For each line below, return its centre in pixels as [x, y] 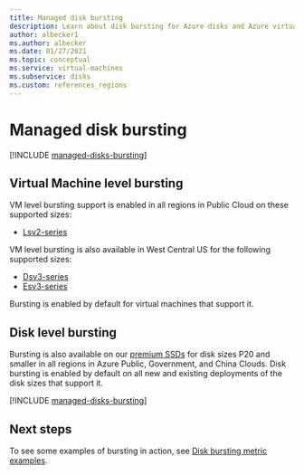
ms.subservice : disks [50, 77]
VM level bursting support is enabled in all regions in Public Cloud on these [149, 205]
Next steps [41, 429]
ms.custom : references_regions [68, 85]
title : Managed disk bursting [66, 18]
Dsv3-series [46, 277]
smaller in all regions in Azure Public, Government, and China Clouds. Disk [148, 364]
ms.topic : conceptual [50, 60]
